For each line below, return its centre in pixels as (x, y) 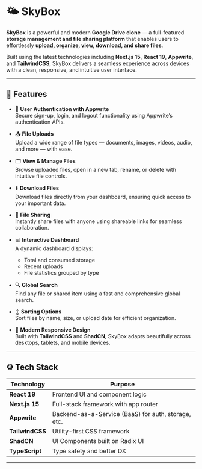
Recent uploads (43, 266)
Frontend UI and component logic (99, 394)
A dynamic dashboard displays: (54, 248)
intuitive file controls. (41, 176)
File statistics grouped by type (61, 272)
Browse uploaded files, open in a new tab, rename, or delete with (95, 169)
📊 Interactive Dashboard (47, 239)
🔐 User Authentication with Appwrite (62, 109)
